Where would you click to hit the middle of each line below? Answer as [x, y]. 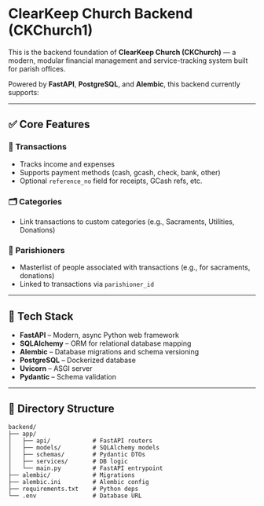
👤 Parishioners [37, 250]
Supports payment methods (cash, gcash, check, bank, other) [120, 172]
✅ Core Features [49, 125]
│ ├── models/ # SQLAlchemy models [84, 447]
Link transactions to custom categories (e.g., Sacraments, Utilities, [127, 222]
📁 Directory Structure [62, 409]
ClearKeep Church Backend [101, 14]
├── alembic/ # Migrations [71, 475]
